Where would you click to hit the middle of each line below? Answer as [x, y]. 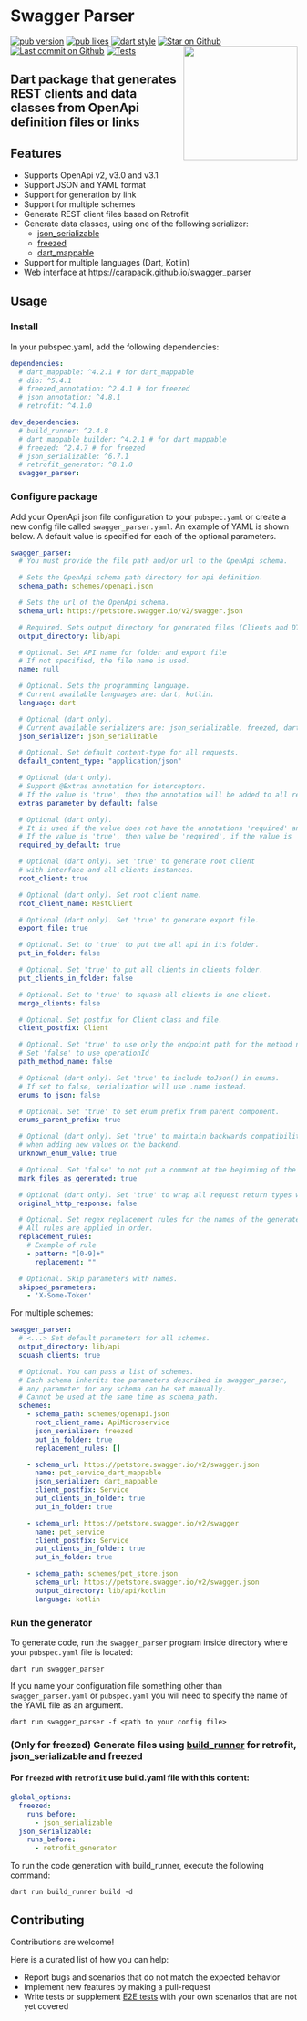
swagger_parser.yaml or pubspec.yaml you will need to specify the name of [149, 1695]
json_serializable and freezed [77, 1755]
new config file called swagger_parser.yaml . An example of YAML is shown [150, 526]
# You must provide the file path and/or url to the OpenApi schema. [153, 561]
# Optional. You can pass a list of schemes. [107, 1371]
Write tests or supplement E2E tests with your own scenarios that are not [160, 1996]
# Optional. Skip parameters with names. [98, 1278]
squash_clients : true [60, 1355]
